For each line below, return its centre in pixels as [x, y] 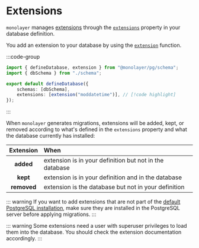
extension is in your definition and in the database [113, 177]
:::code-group [23, 56]
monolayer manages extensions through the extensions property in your [93, 27]
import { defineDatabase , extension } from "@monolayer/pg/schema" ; [92, 67]
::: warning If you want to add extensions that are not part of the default [93, 202]
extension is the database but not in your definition [114, 187]
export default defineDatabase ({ [47, 84]
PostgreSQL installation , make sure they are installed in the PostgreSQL [93, 208]
